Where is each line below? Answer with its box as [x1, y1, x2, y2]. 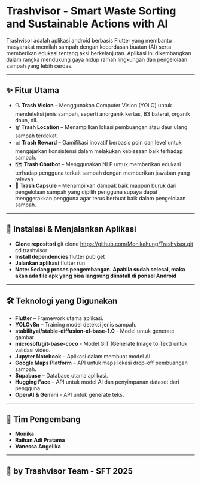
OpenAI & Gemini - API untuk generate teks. [14, 391, 124, 399]
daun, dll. [14, 116, 38, 124]
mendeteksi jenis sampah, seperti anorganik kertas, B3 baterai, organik [14, 110, 190, 118]
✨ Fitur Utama [6, 85, 60, 95]
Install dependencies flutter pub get [14, 253, 105, 260]
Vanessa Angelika [14, 443, 61, 450]
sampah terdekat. [14, 132, 59, 139]
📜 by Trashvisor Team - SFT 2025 [6, 466, 133, 476]
